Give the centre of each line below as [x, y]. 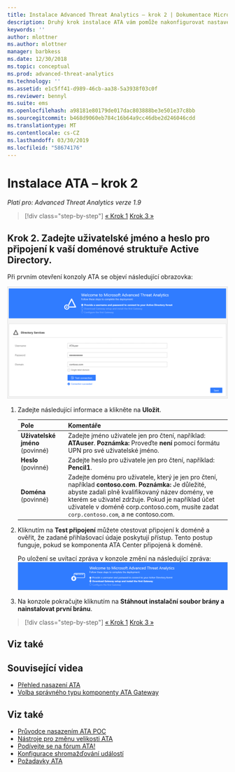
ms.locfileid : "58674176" [45, 148]
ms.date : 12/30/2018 [37, 59]
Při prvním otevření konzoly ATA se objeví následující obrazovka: [100, 277]
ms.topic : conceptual [39, 66]
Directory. [30, 260]
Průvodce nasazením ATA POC [62, 731]
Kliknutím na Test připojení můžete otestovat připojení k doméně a [113, 530]
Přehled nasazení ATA [49, 685]
